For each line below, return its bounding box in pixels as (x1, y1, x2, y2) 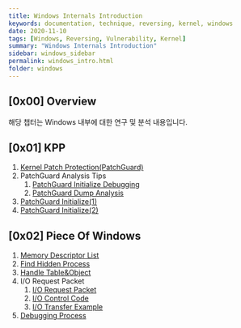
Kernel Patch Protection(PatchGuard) (19, 163, 144, 173)
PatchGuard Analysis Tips (19, 171, 107, 181)
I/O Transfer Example (32, 302, 104, 312)
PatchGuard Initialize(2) (19, 206, 99, 215)
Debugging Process (19, 311, 87, 321)
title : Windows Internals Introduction (8, 11, 143, 20)
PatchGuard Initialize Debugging (32, 180, 140, 190)
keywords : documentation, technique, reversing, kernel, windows (8, 19, 233, 28)
